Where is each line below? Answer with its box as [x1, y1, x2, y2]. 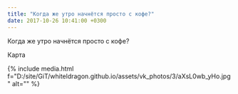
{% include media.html [7, 64, 74, 73]
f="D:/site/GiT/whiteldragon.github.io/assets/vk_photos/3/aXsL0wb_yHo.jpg [7, 72, 231, 80]
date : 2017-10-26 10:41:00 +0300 [7, 17, 107, 24]
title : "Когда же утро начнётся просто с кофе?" [7, 10, 155, 18]
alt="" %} [11, 79, 41, 88]
